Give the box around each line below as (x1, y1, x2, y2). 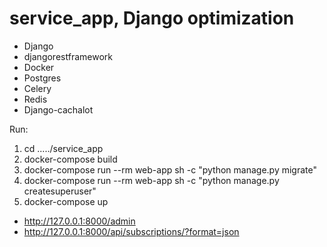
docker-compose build (23, 153, 118, 165)
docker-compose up (23, 195, 109, 207)
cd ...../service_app (23, 142, 104, 154)
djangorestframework (23, 50, 113, 62)
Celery (23, 82, 52, 94)
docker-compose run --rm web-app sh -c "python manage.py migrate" (23, 163, 317, 176)
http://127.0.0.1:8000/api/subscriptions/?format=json (23, 225, 240, 237)
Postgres (23, 72, 62, 84)
